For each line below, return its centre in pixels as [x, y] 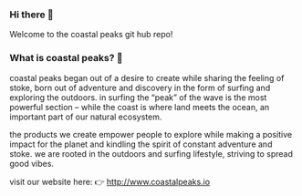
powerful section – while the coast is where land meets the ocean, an [140, 107]
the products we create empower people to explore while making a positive [151, 134]
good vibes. [32, 163]
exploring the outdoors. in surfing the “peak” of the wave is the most [138, 97]
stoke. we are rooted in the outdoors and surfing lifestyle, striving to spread [151, 153]
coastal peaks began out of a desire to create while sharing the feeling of [147, 77]
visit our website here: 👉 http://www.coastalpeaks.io [110, 181]
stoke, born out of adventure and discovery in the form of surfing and [140, 88]
